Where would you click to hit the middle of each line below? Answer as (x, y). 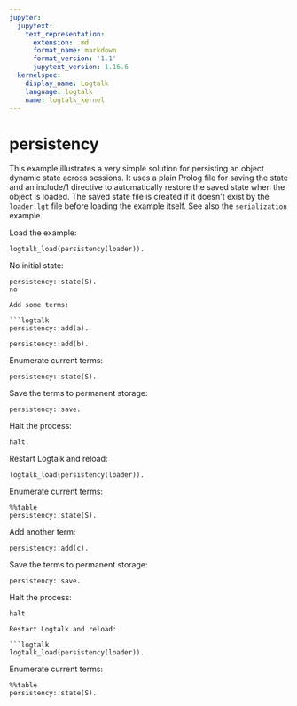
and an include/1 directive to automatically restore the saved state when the (147, 187)
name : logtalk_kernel (65, 100)
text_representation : (65, 34)
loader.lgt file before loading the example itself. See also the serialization (148, 206)
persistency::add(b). (49, 344)
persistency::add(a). (49, 329)
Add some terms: (39, 305)
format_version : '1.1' (74, 59)
